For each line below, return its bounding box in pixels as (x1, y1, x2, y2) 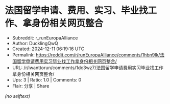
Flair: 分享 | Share (12, 82, 50, 89)
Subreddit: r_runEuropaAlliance (12, 34, 78, 41)
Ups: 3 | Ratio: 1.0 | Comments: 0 (12, 76, 82, 82)
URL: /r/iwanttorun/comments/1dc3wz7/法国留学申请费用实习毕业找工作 (12, 65, 164, 71)
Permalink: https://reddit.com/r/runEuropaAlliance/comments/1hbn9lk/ (12, 52, 160, 58)
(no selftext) (5, 93, 31, 99)
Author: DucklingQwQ (12, 40, 58, 46)
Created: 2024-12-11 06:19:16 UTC (12, 46, 85, 52)
